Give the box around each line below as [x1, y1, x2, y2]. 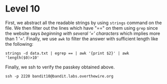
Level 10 [5, 3, 40, 15]
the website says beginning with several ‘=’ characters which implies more [5, 30, 160, 36]
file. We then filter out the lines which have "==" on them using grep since [5, 25, 158, 31]
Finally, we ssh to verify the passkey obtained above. [5, 64, 115, 70]
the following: [5, 41, 34, 47]
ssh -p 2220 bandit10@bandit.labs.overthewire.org [5, 73, 114, 78]
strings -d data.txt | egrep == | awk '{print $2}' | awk [5, 51, 129, 56]
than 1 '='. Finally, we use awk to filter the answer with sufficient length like [5, 36, 158, 42]
